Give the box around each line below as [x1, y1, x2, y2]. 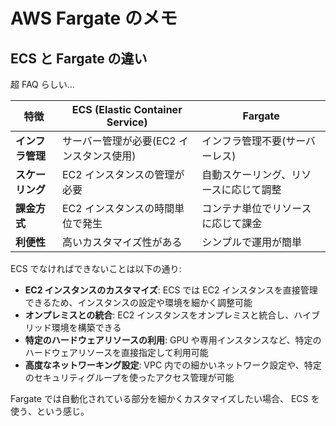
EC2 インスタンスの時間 [61, 202, 175, 215]
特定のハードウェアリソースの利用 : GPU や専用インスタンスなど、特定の [24, 334, 322, 346]
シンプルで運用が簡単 [201, 235, 302, 249]
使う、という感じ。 [10, 405, 90, 417]
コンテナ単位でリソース [201, 202, 312, 215]
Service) [106, 115, 148, 129]
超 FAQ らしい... [10, 79, 75, 90]
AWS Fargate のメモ [10, 7, 178, 30]
